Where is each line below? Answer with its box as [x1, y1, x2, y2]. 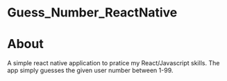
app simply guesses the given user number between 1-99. [7, 67, 174, 75]
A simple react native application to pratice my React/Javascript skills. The [7, 59, 220, 67]
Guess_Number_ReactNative [7, 5, 178, 21]
